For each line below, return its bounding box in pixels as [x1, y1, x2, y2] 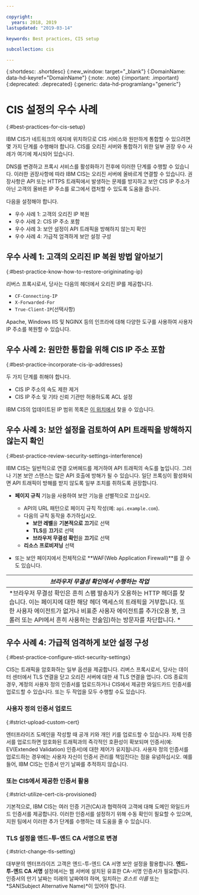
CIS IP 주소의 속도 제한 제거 [14, 386, 79, 393]
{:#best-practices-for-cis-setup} [6, 123, 86, 131]
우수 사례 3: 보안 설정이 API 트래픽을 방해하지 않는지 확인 [14, 225, 146, 232]
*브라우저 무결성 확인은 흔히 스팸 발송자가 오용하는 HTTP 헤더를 [9, 589, 178, 597]
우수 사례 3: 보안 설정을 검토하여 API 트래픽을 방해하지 [6, 425, 192, 435]
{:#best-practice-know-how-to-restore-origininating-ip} [6, 268, 143, 275]
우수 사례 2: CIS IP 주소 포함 [14, 218, 80, 225]
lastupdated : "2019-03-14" [6, 25, 73, 31]
